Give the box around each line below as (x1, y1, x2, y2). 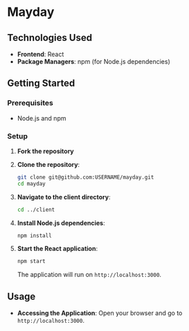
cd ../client (17, 206, 55, 213)
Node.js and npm (17, 114, 66, 122)
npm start (17, 258, 46, 265)
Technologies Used (7, 32, 92, 44)
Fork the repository (17, 147, 74, 155)
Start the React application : (17, 244, 98, 253)
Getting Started (7, 78, 75, 89)
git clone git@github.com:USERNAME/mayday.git (17, 174, 154, 181)
